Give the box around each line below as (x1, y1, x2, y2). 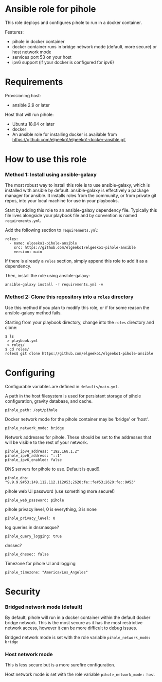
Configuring (5, 367, 55, 378)
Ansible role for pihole (5, 3, 96, 15)
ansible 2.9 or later (12, 102, 50, 108)
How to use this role (5, 154, 87, 165)
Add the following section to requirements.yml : (5, 227, 99, 233)
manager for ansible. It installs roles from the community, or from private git (5, 193, 157, 198)
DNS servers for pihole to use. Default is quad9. (5, 466, 101, 472)
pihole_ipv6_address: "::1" (5, 453, 62, 458)
